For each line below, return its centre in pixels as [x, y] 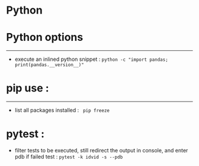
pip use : [28, 88]
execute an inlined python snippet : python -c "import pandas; [92, 59]
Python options [45, 38]
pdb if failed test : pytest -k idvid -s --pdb [69, 157]
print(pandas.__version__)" [49, 65]
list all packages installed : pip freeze [62, 110]
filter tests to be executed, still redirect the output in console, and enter [101, 150]
